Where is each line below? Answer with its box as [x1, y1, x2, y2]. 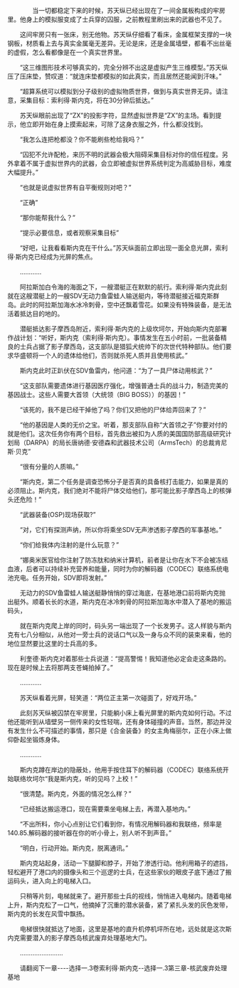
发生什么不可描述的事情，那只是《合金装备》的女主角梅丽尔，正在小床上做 [13, 726, 232, 735]
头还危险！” [7, 495, 42, 504]
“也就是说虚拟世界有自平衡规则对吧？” [19, 184, 132, 191]
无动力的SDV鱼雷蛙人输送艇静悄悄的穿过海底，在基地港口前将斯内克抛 [19, 589, 226, 597]
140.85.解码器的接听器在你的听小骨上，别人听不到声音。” [7, 829, 172, 837]
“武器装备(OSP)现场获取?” [19, 511, 96, 519]
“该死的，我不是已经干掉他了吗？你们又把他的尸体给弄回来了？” [19, 405, 206, 414]
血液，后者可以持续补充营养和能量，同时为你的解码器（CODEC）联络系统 [7, 565, 223, 573]
